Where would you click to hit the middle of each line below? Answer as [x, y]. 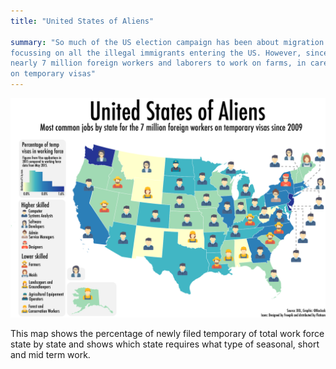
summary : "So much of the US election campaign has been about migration [167, 42]
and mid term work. [50, 355]
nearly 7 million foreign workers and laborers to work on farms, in [158, 63]
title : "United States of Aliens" [82, 21]
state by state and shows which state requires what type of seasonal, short [165, 344]
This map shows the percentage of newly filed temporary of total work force [167, 334]
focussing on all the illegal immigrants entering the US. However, [156, 53]
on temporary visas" [53, 74]
